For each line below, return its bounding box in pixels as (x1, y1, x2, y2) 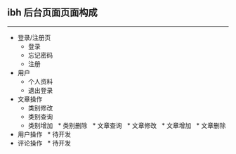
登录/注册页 (17, 33, 51, 41)
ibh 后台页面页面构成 (7, 6, 98, 19)
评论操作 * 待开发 (17, 139, 72, 147)
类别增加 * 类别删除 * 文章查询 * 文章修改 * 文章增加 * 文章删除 (27, 121, 226, 129)
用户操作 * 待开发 (17, 129, 72, 139)
